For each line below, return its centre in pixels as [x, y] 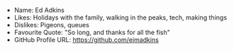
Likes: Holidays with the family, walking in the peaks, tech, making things [121, 17]
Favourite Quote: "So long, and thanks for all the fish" [92, 32]
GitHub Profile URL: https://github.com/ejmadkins [87, 40]
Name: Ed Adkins [39, 10]
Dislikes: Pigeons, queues [52, 25]
